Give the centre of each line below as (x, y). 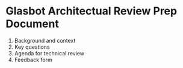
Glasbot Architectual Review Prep (91, 11)
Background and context (45, 40)
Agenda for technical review (49, 53)
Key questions (32, 47)
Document (33, 24)
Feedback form (33, 60)
